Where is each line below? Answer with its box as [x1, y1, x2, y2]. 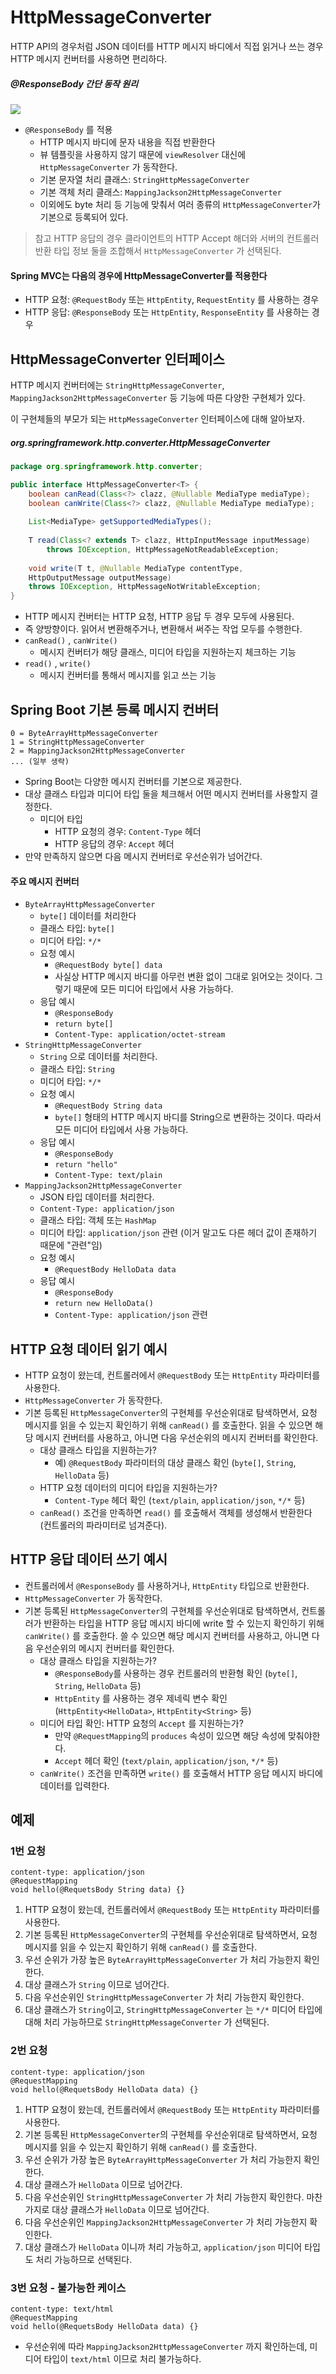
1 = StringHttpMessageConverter [10, 737, 145, 747]
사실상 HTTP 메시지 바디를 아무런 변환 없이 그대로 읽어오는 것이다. [54, 971, 313, 983]
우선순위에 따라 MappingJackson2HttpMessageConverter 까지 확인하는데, [24, 2341, 308, 2353]
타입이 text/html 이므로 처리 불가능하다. [43, 2353, 202, 2365]
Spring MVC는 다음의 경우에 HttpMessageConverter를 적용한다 [10, 269, 268, 281]
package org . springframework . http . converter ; [10, 461, 203, 471]
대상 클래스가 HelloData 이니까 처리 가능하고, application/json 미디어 [24, 2241, 303, 2253]
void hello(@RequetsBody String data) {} [10, 1885, 186, 1895]
